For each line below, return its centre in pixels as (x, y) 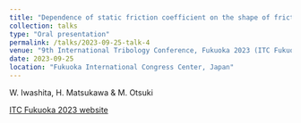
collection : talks (43, 26)
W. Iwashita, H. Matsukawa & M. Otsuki (82, 92)
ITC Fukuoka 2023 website (59, 110)
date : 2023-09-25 (42, 59)
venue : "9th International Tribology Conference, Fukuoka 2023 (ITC (140, 51)
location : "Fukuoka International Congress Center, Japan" (122, 68)
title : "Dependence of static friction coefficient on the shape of (140, 17)
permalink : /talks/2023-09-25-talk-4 (80, 42)
